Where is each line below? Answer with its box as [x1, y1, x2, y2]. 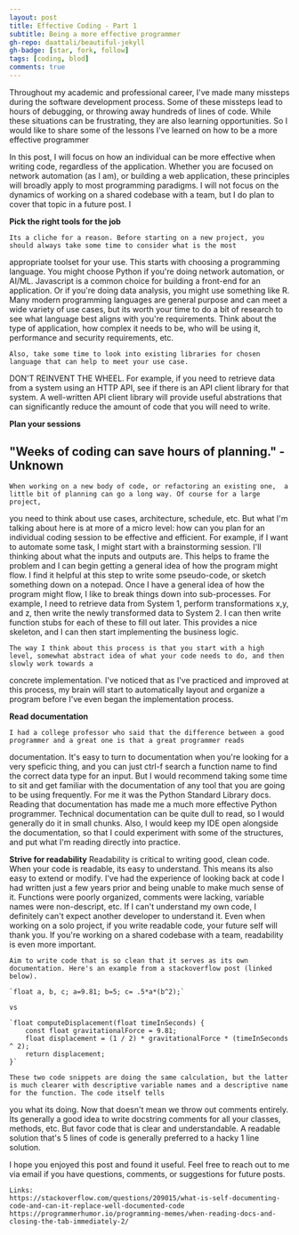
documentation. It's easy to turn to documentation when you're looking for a [9, 751, 289, 762]
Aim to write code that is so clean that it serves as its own [9, 956, 249, 965]
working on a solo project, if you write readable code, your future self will [9, 920, 278, 931]
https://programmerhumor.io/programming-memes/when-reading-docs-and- [9, 1209, 277, 1218]
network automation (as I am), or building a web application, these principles [9, 170, 290, 181]
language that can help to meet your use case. [9, 357, 190, 366]
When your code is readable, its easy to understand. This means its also [9, 863, 274, 874]
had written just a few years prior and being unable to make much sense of [9, 882, 285, 892]
